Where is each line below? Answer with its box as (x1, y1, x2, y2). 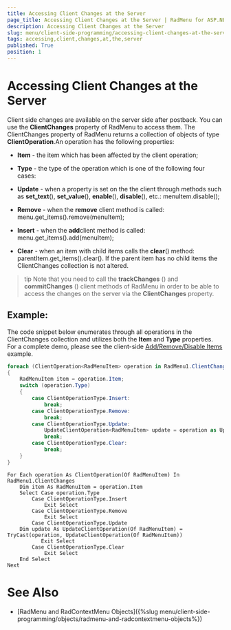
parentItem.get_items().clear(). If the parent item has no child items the (16, 254, 218, 262)
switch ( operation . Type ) (19, 382, 91, 389)
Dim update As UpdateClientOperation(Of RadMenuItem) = (19, 525, 184, 532)
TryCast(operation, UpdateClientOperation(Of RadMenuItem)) (7, 532, 184, 538)
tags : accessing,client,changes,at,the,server (7, 36, 143, 43)
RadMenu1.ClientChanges (7, 477, 76, 484)
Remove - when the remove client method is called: (16, 205, 165, 213)
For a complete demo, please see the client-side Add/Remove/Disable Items (7, 342, 223, 350)
